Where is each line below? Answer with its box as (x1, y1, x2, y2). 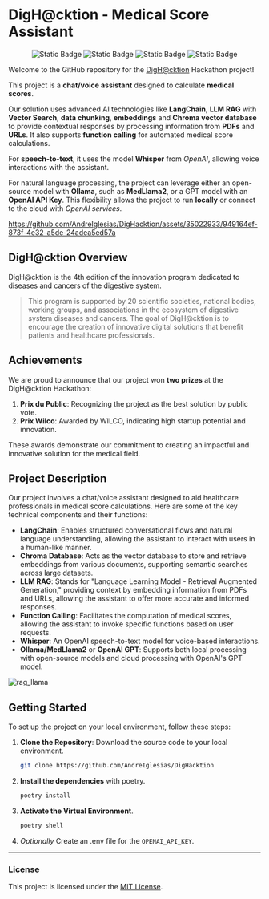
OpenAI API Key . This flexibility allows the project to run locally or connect (8, 195, 256, 205)
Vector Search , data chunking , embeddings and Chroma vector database (8, 112, 258, 122)
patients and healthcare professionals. (27, 330, 155, 340)
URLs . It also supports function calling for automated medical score (8, 130, 234, 140)
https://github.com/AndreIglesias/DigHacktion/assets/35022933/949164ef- (8, 219, 258, 229)
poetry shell (19, 821, 64, 829)
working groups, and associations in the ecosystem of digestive (27, 305, 239, 314)
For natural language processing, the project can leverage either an (8, 178, 231, 188)
